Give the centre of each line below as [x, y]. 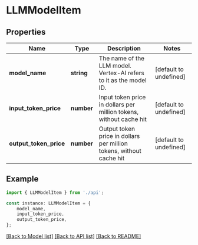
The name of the [122, 58]
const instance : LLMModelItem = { [49, 203]
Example [22, 179]
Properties [26, 32]
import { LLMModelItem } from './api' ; [55, 192]
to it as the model [123, 80]
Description [124, 48]
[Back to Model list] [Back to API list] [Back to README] [74, 236]
